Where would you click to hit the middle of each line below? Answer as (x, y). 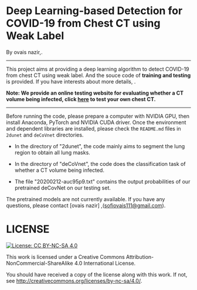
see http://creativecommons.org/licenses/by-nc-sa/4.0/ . (74, 281)
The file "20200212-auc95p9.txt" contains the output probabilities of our (102, 181)
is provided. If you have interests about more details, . (71, 81)
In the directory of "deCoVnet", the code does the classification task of (100, 164)
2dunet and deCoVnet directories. (45, 135)
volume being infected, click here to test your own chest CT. (81, 99)
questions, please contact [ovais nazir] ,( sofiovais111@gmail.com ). (86, 205)
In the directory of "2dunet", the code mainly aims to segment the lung (100, 146)
